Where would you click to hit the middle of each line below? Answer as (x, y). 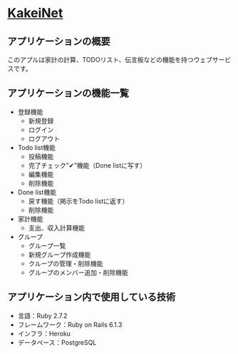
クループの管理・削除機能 (66, 263)
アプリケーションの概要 (59, 41)
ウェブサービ (212, 60)
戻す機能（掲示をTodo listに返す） (78, 201)
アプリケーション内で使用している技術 (92, 297)
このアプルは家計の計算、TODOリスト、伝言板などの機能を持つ (100, 60)
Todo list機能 (36, 147)
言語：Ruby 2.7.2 (42, 315)
